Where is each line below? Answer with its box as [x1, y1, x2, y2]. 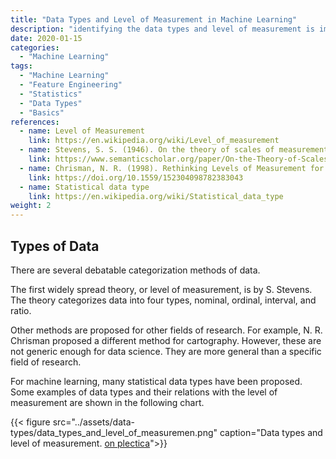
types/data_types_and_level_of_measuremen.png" [10, 426, 218, 438]
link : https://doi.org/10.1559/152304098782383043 [28, 172, 244, 183]
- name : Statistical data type [19, 182, 150, 192]
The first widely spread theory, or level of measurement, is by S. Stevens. [10, 283, 313, 295]
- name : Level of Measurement [19, 126, 145, 136]
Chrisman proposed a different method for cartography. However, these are [10, 334, 322, 346]
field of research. [10, 356, 82, 368]
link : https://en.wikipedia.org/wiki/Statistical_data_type [28, 191, 284, 201]
